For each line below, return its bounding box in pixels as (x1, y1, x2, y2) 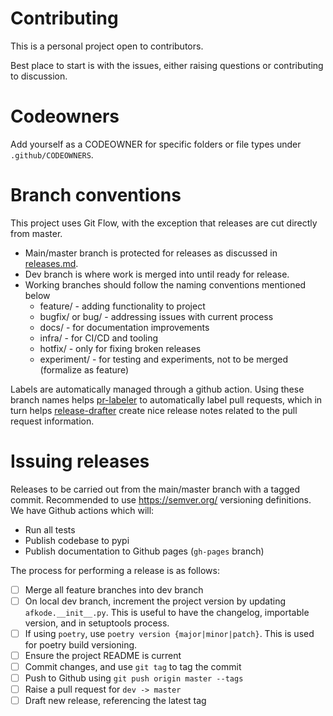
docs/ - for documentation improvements (39, 321, 210, 333)
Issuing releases (10, 450, 150, 472)
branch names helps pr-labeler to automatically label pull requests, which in (10, 393, 323, 406)
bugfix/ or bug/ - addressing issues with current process (39, 310, 274, 322)
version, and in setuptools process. (24, 617, 170, 629)
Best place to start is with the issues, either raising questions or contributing (10, 59, 324, 71)
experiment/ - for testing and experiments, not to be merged (39, 353, 288, 365)
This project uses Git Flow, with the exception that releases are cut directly (10, 217, 318, 229)
